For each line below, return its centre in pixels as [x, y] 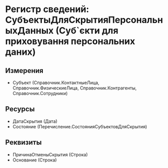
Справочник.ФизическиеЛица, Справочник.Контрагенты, [75, 88]
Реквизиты [23, 143]
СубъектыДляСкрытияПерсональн [84, 20]
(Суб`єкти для [87, 31]
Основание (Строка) [35, 160]
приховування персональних [70, 41]
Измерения [24, 71]
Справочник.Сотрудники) [40, 93]
